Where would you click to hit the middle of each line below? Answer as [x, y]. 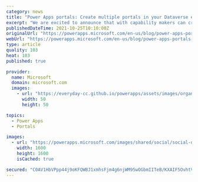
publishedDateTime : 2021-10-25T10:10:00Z [58, 28]
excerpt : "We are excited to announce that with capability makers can [96, 22]
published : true [26, 61]
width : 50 [34, 99]
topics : [16, 115]
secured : [17, 170]
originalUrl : [22, 34]
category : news [25, 12]
